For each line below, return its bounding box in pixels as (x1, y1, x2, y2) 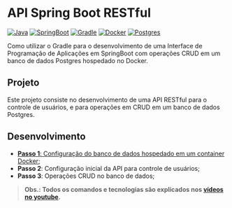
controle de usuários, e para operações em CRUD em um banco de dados (7, 103, 220, 111)
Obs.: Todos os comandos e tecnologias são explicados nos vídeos (24, 185, 224, 193)
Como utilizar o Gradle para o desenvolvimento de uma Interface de (7, 41, 203, 50)
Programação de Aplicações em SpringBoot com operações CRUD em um (7, 49, 221, 57)
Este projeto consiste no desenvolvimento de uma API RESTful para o (7, 95, 208, 104)
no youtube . (24, 193, 61, 201)
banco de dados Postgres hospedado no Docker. (7, 56, 148, 64)
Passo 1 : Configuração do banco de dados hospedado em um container (17, 149, 225, 158)
